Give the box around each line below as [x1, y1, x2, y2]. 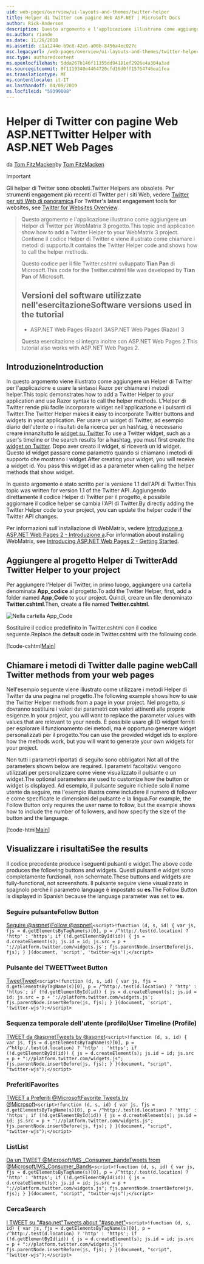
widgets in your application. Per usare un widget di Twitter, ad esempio [6, 417, 184, 424]
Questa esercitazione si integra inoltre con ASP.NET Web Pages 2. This [21, 337, 198, 345]
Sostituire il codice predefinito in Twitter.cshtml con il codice [6, 624, 157, 631]
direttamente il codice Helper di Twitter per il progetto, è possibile [6, 494, 171, 501]
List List [6, 1142, 29, 1151]
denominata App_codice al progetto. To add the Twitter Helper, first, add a [6, 587, 191, 595]
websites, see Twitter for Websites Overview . [6, 204, 120, 211]
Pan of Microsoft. [21, 273, 65, 280]
